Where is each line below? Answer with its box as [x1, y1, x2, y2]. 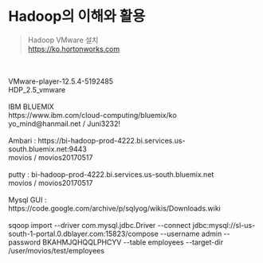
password [8, 237, 41, 247]
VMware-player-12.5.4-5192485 [8, 77, 114, 86]
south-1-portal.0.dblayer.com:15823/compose [8, 229, 159, 238]
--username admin [160, 229, 222, 238]
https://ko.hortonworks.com [27, 44, 120, 53]
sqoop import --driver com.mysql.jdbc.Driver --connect [8, 220, 191, 230]
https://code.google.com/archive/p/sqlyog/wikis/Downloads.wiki [8, 203, 221, 213]
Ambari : [8, 135, 37, 145]
